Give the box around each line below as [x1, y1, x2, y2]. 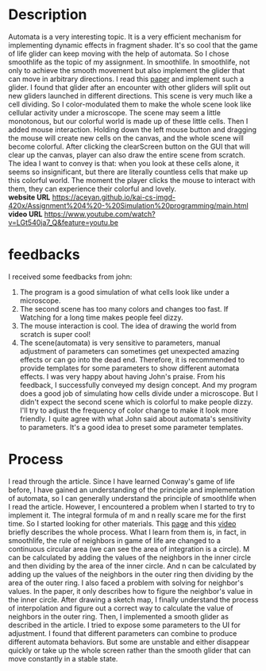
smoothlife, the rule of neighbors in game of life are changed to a [8, 535, 221, 545]
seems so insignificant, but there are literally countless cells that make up [8, 167, 249, 176]
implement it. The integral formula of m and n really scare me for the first [8, 510, 246, 520]
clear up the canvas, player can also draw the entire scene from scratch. [8, 149, 245, 160]
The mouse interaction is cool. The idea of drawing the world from [19, 320, 237, 331]
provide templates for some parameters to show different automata [19, 363, 240, 373]
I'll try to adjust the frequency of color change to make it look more [19, 405, 239, 415]
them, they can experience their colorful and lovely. [8, 184, 177, 193]
